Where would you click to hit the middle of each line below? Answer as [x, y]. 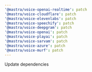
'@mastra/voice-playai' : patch [36, 37]
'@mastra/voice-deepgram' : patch [38, 28]
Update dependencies [27, 64]
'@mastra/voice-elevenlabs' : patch [40, 18]
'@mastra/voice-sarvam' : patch [36, 41]
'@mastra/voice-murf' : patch [34, 50]
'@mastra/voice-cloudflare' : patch [40, 14]
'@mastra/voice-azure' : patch [35, 46]
